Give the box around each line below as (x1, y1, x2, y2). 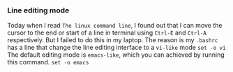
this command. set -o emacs (7, 58, 89, 66)
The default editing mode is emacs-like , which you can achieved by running (7, 51, 225, 59)
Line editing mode (7, 6, 70, 15)
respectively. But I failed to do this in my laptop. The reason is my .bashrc (7, 36, 218, 44)
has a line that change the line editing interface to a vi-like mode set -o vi (7, 44, 226, 52)
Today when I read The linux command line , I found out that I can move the (7, 21, 223, 30)
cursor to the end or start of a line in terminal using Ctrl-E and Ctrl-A (7, 28, 207, 37)
